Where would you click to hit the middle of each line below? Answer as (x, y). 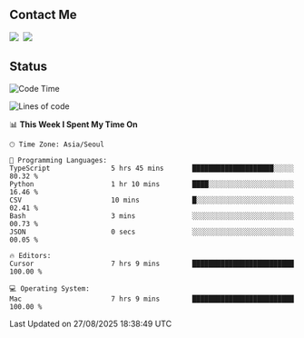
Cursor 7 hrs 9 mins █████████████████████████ (152, 263)
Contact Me (43, 15)
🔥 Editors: (30, 255)
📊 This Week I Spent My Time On (74, 124)
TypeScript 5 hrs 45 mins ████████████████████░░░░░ (152, 168)
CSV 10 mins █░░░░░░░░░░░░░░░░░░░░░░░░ (152, 200)
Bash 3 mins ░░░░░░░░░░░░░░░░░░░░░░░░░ (152, 216)
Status (29, 67)
